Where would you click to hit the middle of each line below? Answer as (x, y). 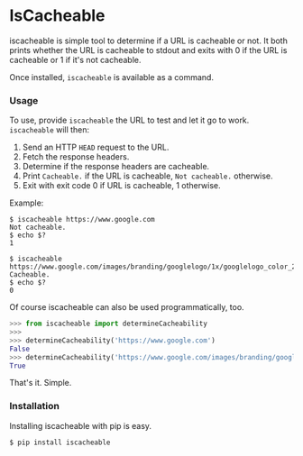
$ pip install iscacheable (60, 442)
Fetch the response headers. (76, 157)
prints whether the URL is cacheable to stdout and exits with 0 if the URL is (148, 50)
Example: (27, 203)
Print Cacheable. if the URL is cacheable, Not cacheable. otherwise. (147, 176)
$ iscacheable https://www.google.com (82, 220)
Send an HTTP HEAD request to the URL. (96, 147)
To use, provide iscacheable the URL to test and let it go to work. (129, 120)
